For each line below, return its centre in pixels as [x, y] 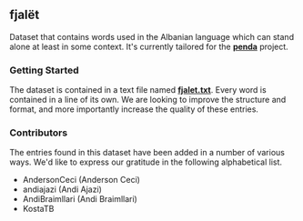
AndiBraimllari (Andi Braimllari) [80, 199]
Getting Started [44, 70]
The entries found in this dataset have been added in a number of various [147, 153]
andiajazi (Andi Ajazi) [62, 189]
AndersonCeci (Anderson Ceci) [81, 180]
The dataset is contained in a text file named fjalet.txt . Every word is [138, 90]
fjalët [25, 15]
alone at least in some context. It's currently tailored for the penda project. [149, 46]
